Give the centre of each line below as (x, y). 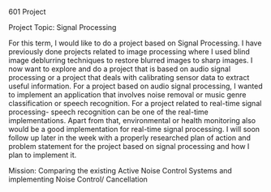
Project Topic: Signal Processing (62, 27)
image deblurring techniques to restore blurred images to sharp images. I (131, 60)
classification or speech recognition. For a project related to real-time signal (135, 103)
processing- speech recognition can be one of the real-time (109, 112)
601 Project (27, 12)
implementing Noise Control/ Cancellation (78, 179)
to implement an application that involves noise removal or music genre (127, 95)
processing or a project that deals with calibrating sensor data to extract (129, 77)
